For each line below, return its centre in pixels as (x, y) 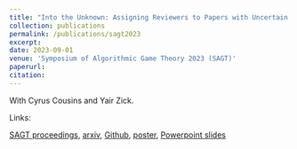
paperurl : (28, 67)
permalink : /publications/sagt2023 (75, 34)
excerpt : (25, 42)
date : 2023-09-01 (41, 51)
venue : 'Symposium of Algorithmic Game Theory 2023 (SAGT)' (123, 59)
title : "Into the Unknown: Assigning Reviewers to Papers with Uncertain (149, 17)
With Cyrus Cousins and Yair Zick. (72, 100)
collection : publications (57, 26)
